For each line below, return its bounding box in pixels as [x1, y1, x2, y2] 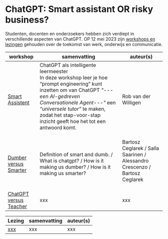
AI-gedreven [49, 92, 80, 99]
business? [5, 14, 49, 25]
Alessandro [122, 157, 149, 164]
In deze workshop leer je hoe [39, 74, 108, 81]
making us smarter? [39, 169, 86, 176]
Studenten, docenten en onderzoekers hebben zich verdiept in [5, 30, 134, 36]
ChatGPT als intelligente [39, 61, 96, 68]
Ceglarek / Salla [122, 144, 159, 151]
